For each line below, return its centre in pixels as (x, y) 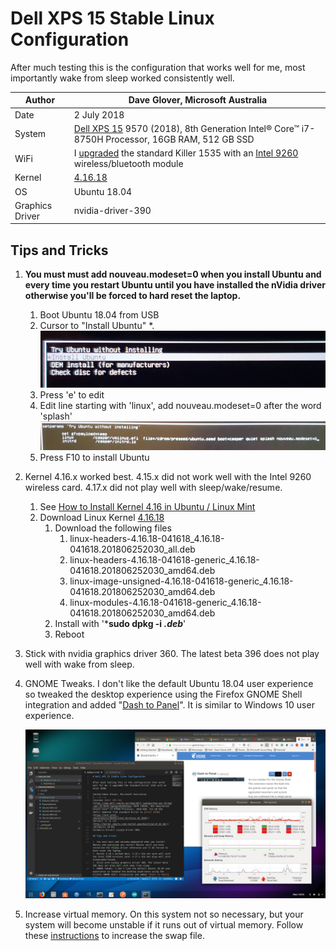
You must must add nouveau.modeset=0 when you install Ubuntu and (173, 274)
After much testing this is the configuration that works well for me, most (158, 67)
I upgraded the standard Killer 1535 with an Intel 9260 (186, 153)
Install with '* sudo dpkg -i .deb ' (120, 623)
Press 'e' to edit (72, 395)
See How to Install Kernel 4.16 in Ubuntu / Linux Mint (147, 506)
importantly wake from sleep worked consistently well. (122, 78)
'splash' (56, 416)
